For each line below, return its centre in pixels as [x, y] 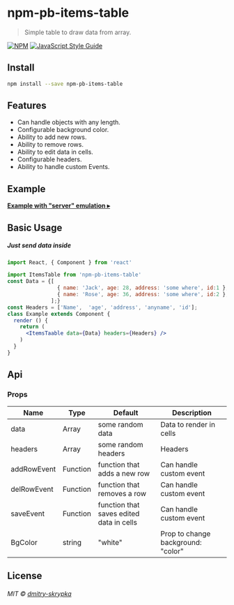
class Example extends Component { [59, 314]
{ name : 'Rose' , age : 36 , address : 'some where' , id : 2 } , [143, 295]
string [72, 542]
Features [27, 106]
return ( [32, 327]
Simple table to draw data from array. [78, 32]
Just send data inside [39, 245]
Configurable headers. [49, 159]
